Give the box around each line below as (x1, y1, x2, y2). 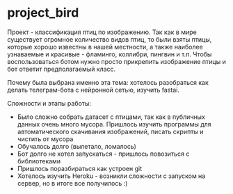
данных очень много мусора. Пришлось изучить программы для (17, 120, 211, 128)
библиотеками (17, 156, 61, 165)
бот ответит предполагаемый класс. (7, 65, 116, 73)
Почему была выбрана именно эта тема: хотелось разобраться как (7, 78, 209, 86)
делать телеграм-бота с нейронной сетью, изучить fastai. (7, 86, 179, 94)
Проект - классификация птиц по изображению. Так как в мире (7, 28, 197, 36)
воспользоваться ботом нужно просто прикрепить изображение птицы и (7, 57, 226, 65)
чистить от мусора (17, 134, 74, 143)
